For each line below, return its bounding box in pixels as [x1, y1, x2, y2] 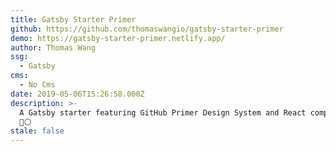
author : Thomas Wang [10, 42, 97, 53]
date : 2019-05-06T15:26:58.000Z [10, 89, 145, 99]
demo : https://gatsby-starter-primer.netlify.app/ [10, 33, 226, 43]
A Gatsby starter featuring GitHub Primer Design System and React [19, 107, 307, 118]
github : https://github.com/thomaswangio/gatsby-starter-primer [10, 24, 284, 34]
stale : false [10, 126, 65, 136]
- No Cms [19, 80, 56, 90]
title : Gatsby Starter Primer [10, 14, 137, 25]
